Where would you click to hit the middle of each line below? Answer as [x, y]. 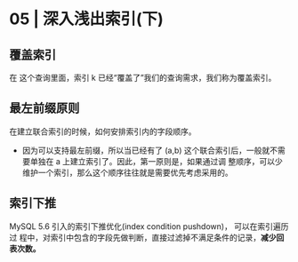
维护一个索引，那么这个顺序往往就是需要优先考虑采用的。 [127, 172]
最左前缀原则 [44, 108]
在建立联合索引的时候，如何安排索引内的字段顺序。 [103, 131]
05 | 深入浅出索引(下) [87, 19]
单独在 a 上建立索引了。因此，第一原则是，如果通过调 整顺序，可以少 [156, 161]
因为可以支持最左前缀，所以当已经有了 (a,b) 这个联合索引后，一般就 [146, 150]
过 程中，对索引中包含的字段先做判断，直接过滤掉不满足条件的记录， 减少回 [147, 237]
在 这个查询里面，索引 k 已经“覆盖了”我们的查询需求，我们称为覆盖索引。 [143, 78]
